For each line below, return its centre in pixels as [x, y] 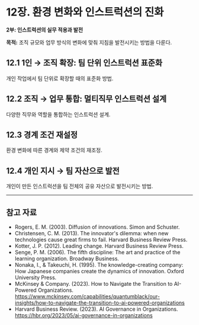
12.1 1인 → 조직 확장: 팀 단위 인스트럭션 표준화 [84, 63]
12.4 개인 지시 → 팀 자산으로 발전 [63, 171]
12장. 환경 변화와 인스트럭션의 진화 [85, 12]
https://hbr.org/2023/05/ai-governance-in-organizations [84, 315]
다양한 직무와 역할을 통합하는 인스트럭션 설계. [58, 114]
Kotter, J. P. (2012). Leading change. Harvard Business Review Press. [99, 246]
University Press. [36, 277]
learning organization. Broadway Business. [67, 258]
